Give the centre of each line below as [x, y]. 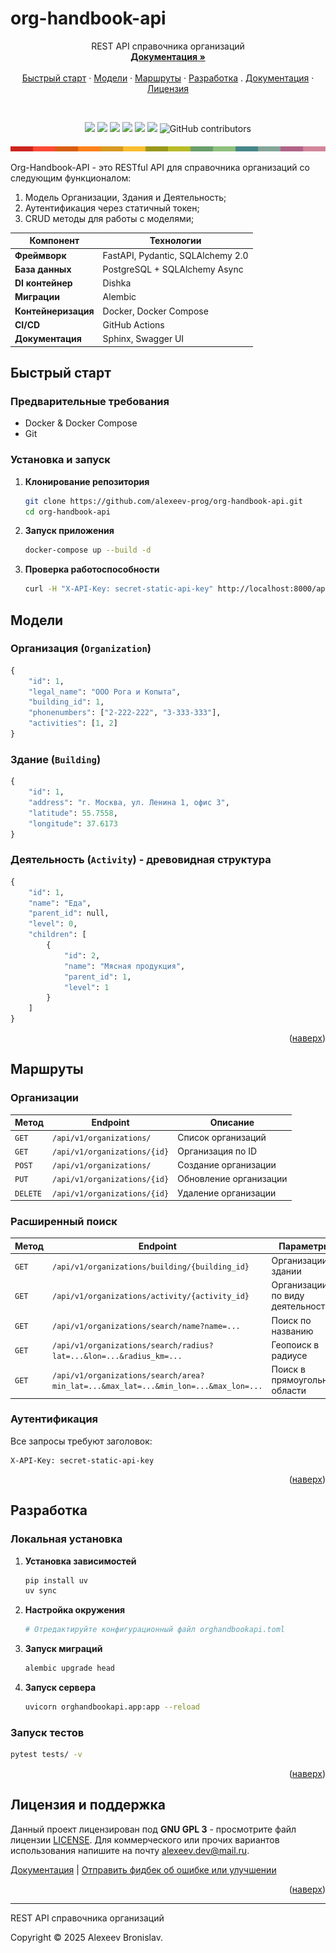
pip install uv [56, 1580]
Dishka [117, 283]
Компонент [54, 241]
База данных [43, 269]
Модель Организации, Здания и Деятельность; [125, 197]
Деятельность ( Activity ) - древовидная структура [141, 860]
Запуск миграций [63, 1649]
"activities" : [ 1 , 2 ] [73, 723]
